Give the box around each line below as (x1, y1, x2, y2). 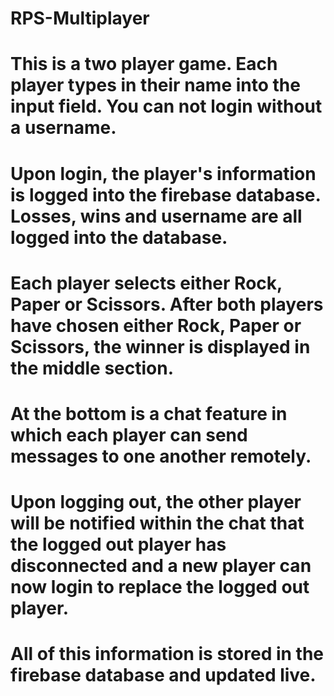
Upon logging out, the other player (10, 491, 302, 514)
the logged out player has (10, 533, 227, 556)
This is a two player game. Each (10, 53, 278, 76)
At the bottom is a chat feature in (10, 402, 288, 425)
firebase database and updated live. (10, 664, 317, 687)
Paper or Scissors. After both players (10, 293, 324, 316)
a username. (10, 117, 117, 139)
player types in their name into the (10, 74, 301, 97)
